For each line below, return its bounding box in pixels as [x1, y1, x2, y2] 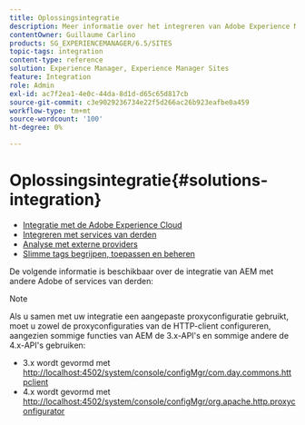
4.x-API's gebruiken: [9, 340, 86, 351]
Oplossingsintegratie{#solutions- [9, 170, 269, 191]
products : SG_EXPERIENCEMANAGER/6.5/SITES [9, 38, 172, 48]
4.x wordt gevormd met [22, 386, 111, 397]
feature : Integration [9, 73, 92, 82]
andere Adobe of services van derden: [9, 275, 154, 286]
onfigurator [22, 405, 65, 416]
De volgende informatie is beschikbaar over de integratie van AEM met [9, 265, 274, 277]
